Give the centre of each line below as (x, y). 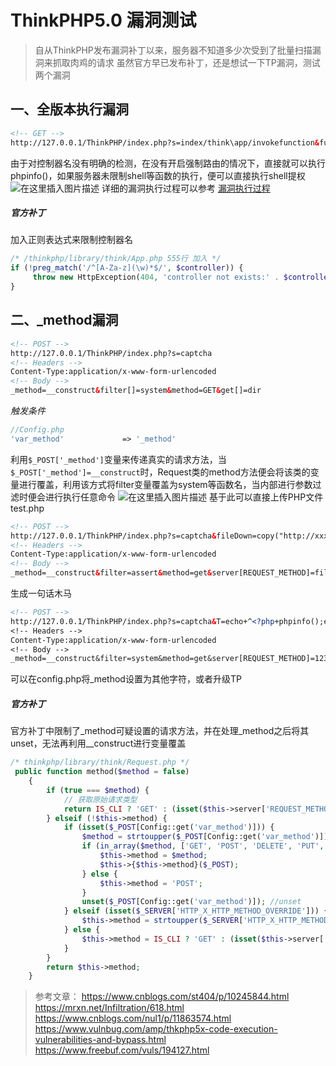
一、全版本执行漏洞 (69, 109)
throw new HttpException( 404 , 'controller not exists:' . (156, 277)
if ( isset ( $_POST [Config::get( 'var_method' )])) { (169, 827)
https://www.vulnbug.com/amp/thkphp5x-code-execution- (156, 1029)
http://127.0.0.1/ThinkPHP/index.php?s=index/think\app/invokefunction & (165, 142)
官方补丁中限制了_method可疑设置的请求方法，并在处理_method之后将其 (160, 731)
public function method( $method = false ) (102, 772)
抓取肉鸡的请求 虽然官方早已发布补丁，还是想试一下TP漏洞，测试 (186, 62)
